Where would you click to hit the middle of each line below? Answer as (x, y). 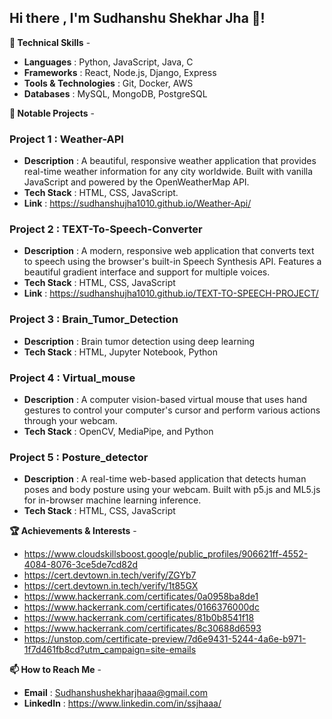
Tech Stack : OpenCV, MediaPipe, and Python (118, 431)
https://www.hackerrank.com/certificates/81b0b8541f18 (139, 618)
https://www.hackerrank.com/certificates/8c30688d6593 (142, 628)
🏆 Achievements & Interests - (73, 531)
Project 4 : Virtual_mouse (72, 378)
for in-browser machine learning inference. (112, 500)
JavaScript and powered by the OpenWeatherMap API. (136, 182)
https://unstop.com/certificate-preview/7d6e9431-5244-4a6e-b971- (165, 639)
